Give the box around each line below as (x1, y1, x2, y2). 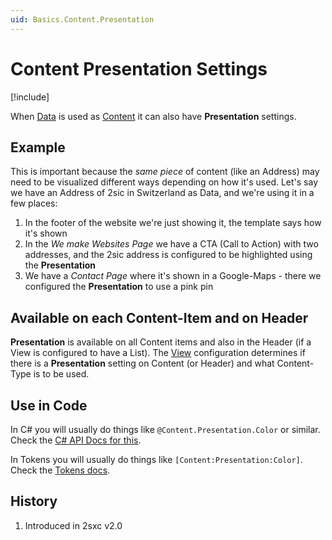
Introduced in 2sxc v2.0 (24, 519, 123, 531)
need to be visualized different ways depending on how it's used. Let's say (10, 176, 319, 188)
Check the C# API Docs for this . (10, 434, 142, 446)
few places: (10, 197, 58, 210)
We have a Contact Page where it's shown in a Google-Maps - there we (24, 270, 322, 282)
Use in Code (10, 397, 88, 414)
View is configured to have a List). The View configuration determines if (10, 347, 306, 359)
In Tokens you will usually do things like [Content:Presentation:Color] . (10, 454, 303, 465)
